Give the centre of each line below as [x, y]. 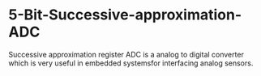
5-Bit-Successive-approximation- [125, 15]
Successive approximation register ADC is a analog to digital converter [126, 54]
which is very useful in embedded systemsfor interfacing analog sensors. [131, 63]
